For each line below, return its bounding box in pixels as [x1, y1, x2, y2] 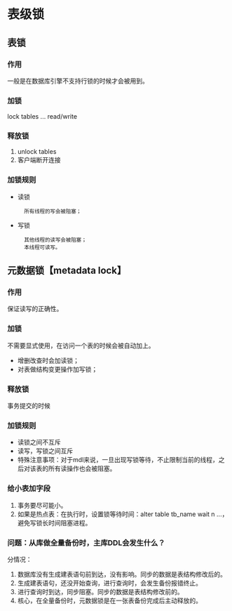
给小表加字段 [7, 484, 51, 494]
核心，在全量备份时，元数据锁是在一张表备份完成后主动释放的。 [17, 596, 202, 605]
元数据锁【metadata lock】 [7, 265, 127, 277]
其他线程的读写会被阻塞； [24, 236, 87, 243]
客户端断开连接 [17, 156, 61, 164]
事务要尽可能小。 [17, 501, 67, 509]
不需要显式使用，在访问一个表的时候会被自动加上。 [7, 341, 155, 350]
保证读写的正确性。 [7, 305, 63, 313]
